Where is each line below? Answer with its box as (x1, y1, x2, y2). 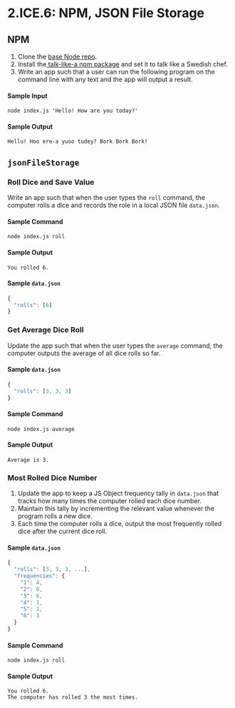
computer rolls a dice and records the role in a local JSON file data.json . (7, 201, 220, 210)
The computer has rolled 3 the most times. (7, 694, 139, 701)
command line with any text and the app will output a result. (17, 75, 194, 84)
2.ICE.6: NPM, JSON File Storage (7, 5, 205, 21)
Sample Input (7, 91, 48, 100)
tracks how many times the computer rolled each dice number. (17, 497, 202, 505)
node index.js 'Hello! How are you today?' (7, 107, 139, 115)
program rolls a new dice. (17, 512, 93, 520)
